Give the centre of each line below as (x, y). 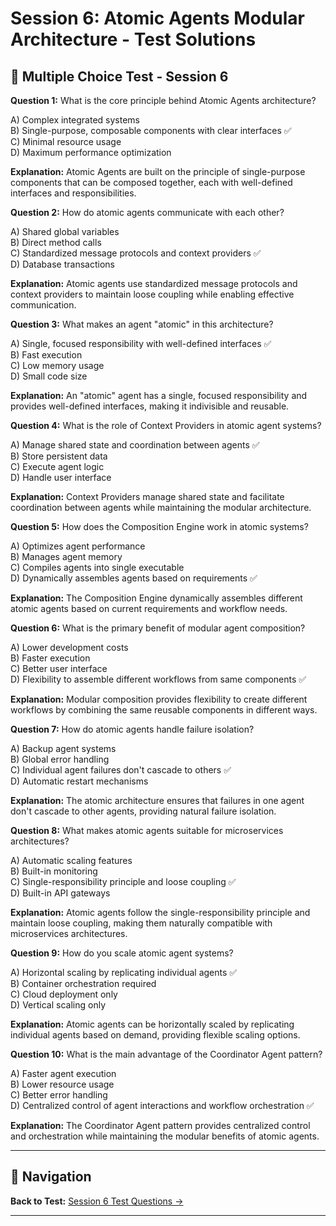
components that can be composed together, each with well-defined (151, 182)
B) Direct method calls (56, 242)
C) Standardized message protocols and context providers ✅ (136, 253)
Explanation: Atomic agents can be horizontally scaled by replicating (152, 1024)
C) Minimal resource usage (66, 141)
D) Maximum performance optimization (91, 152)
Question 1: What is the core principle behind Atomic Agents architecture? (163, 100)
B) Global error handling (60, 759)
